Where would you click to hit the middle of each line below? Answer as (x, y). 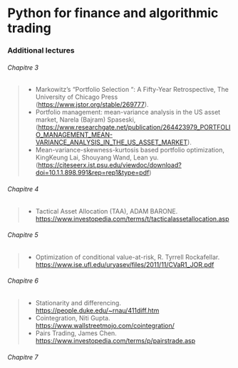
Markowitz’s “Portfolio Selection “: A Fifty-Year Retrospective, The (132, 90)
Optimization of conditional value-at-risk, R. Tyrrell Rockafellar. (128, 257)
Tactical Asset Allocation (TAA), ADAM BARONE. (107, 211)
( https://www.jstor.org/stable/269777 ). (92, 105)
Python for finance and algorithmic (113, 13)
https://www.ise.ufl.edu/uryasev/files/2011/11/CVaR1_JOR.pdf (125, 264)
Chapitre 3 (23, 67)
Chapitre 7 (23, 357)
